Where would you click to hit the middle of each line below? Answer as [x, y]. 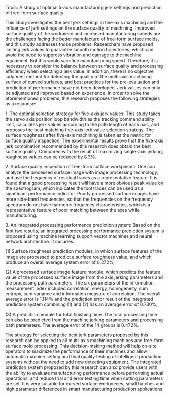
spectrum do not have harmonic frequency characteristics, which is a [78, 205]
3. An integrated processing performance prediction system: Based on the [83, 225]
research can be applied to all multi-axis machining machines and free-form [84, 340]
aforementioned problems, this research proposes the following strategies [83, 98]
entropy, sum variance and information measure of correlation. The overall [83, 294]
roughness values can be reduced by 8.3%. [51, 157]
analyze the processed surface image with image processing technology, [82, 172]
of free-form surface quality [35, 13]
